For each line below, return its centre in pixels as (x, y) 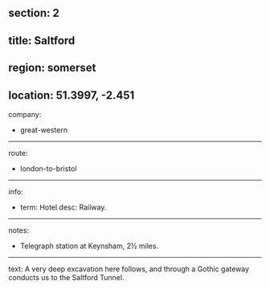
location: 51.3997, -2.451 (72, 95)
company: (25, 114)
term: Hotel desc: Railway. (63, 207)
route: (18, 153)
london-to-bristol (48, 169)
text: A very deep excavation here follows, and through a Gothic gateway (129, 269)
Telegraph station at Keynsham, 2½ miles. (89, 246)
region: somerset (52, 68)
